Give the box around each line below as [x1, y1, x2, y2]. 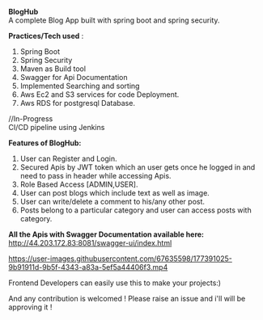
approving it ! [8, 302, 53, 312]
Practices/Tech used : [8, 32, 84, 40]
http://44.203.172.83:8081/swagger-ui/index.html [8, 238, 172, 247]
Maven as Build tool [19, 64, 87, 74]
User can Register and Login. [19, 154, 117, 163]
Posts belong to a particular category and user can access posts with [19, 205, 252, 215]
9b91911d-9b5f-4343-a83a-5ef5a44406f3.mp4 [8, 263, 168, 272]
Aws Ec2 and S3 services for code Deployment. [19, 90, 180, 99]
